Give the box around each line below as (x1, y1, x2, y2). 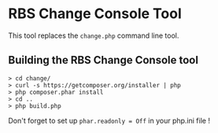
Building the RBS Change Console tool (8, 54, 199, 67)
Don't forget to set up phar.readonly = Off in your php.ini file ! (8, 116, 211, 125)
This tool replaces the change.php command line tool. (8, 31, 179, 40)
